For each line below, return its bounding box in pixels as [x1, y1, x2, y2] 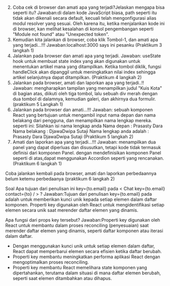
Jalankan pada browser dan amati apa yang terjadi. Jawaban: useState [12, 53, 161, 59]
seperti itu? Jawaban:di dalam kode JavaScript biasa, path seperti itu [12, 10, 157, 16]
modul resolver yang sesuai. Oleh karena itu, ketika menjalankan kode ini [12, 20, 165, 26]
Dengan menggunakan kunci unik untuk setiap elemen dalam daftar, [12, 243, 155, 249]
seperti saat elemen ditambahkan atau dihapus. [12, 275, 112, 281]
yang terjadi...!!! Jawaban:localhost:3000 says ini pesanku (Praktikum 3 [12, 42, 162, 48]
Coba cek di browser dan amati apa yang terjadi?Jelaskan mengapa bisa [12, 5, 165, 10]
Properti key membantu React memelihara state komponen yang [12, 265, 147, 270]
